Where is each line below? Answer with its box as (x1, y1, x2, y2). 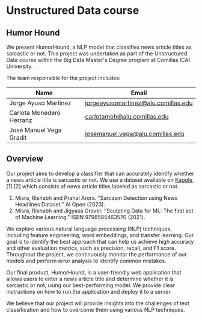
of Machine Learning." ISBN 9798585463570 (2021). (14, 213, 145, 220)
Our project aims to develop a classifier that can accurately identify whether (6, 170, 194, 177)
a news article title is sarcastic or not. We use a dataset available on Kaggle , (6, 176, 194, 184)
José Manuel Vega (9, 126, 62, 134)
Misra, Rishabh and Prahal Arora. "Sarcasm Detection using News (14, 194, 179, 202)
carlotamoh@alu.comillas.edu (85, 113, 169, 120)
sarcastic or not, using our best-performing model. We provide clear (6, 281, 176, 289)
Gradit (9, 134, 27, 141)
